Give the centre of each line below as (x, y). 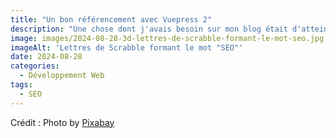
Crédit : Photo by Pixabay (62, 122)
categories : (35, 66)
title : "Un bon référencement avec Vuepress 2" (111, 19)
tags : (21, 85)
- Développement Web (62, 76)
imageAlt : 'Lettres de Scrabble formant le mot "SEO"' (127, 47)
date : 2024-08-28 (46, 57)
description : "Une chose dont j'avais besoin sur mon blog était (149, 29)
